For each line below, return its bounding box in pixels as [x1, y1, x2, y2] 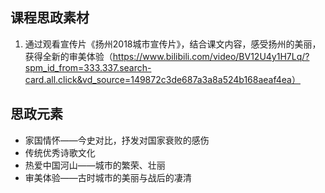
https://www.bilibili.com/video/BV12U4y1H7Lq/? [112, 50, 310, 62]
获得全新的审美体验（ [24, 50, 113, 62]
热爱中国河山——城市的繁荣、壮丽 [24, 159, 166, 171]
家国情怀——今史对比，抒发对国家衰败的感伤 [24, 134, 210, 146]
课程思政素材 [10, 9, 90, 27]
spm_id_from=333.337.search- [24, 61, 152, 73]
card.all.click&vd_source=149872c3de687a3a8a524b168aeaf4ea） [24, 73, 301, 85]
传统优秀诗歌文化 [24, 146, 96, 158]
